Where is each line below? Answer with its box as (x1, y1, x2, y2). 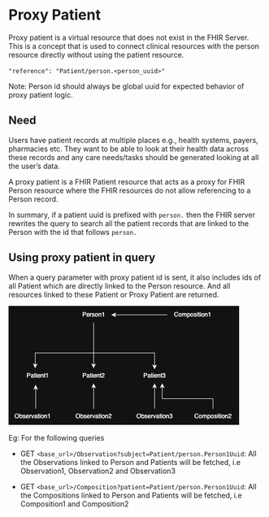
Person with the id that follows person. (8, 227, 138, 237)
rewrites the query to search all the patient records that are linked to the (8, 218, 249, 228)
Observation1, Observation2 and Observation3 (20, 466, 176, 476)
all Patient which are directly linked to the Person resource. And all (8, 280, 231, 290)
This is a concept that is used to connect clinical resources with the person (8, 41, 260, 50)
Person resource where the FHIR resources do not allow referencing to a (8, 185, 251, 195)
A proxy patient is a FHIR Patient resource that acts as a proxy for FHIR (8, 176, 245, 186)
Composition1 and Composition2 (20, 498, 129, 509)
